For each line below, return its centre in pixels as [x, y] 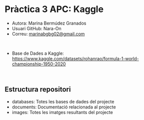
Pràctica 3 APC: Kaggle [54, 9]
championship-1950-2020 [39, 64]
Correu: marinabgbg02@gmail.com [48, 34]
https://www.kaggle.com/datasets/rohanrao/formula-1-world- [75, 58]
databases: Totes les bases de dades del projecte [63, 101]
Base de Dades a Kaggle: [38, 53]
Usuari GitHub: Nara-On [37, 28]
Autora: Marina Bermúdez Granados [49, 23]
